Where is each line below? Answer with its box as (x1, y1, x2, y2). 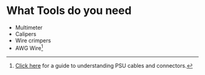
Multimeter (15, 24, 43, 31)
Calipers (15, 30, 37, 37)
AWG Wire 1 (15, 43, 43, 52)
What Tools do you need (6, 4, 132, 18)
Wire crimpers (15, 37, 51, 44)
